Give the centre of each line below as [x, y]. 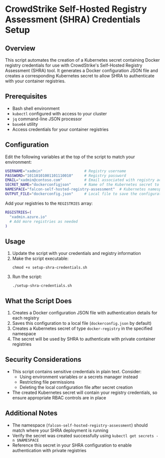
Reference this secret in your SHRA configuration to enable [72, 445]
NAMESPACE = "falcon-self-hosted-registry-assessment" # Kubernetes [76, 189]
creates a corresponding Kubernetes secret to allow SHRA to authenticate [80, 76]
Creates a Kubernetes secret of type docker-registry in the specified [82, 328]
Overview [20, 48]
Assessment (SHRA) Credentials [73, 19]
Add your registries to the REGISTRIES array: [49, 203]
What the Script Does [39, 301]
